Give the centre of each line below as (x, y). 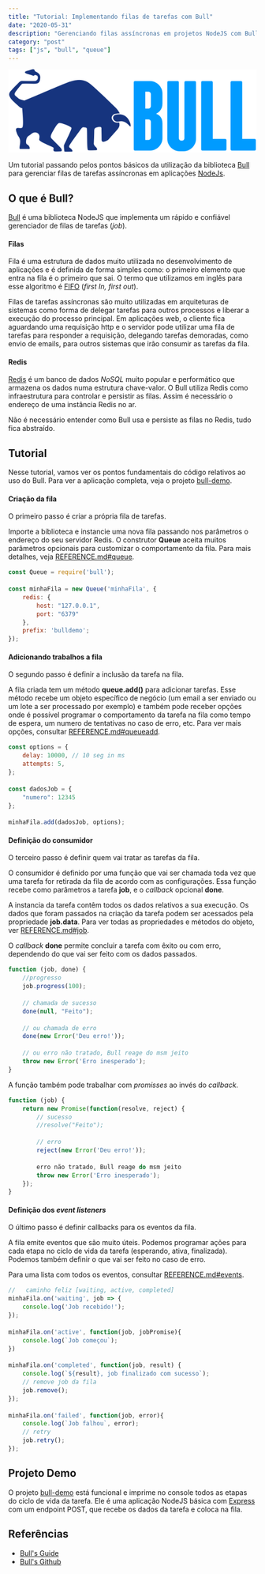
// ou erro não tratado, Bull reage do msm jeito (106, 1053)
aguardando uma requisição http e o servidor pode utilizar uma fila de (121, 327)
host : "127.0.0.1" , (69, 606)
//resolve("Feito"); (70, 1125)
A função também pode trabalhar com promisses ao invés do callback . (123, 1085)
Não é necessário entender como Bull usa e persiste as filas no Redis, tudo (130, 420)
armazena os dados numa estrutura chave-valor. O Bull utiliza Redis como (128, 388)
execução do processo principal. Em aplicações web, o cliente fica (117, 319)
